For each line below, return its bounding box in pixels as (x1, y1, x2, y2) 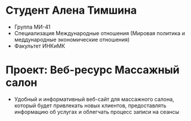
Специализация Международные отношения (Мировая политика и (14, 29, 186, 36)
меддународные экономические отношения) (14, 36, 130, 43)
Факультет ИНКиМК (14, 42, 66, 49)
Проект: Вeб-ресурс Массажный (5, 63, 180, 77)
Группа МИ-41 (14, 23, 51, 30)
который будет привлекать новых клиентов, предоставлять (14, 102, 167, 109)
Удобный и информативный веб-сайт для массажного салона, (14, 95, 174, 103)
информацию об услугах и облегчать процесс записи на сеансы (14, 108, 180, 115)
